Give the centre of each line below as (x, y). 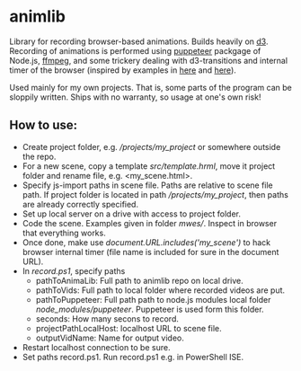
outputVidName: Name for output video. (110, 338)
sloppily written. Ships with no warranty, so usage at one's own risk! (135, 97)
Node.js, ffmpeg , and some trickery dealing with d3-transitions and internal (149, 60)
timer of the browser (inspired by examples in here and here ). (123, 70)
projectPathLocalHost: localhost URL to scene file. (128, 328)
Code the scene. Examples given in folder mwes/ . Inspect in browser (149, 223)
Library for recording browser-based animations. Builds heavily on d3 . (139, 41)
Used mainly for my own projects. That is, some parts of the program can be (150, 87)
